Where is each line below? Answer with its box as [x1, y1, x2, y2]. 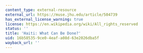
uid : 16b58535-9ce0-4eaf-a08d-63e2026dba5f [5, 36, 100, 41]
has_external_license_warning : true [5, 17, 83, 22]
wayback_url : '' [5, 40, 40, 45]
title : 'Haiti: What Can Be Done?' [5, 31, 81, 36]
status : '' [5, 26, 29, 31]
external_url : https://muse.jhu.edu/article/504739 [5, 12, 117, 17]
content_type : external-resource [5, 7, 77, 13]
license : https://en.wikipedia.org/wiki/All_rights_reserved [5, 21, 138, 27]
